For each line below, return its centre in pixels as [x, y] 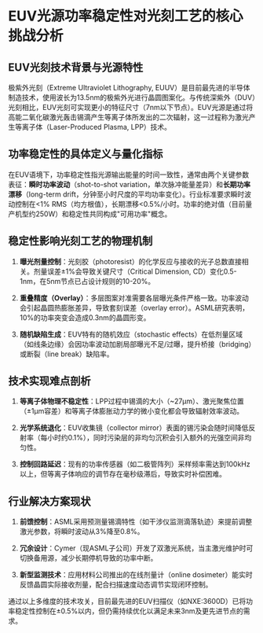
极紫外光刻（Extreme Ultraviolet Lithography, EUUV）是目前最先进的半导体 [129, 88]
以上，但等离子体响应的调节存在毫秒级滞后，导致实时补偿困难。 [122, 474]
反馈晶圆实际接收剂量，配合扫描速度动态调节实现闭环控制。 [116, 585]
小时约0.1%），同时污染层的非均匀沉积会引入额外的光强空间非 [146, 438]
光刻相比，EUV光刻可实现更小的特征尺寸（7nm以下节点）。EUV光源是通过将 [131, 107]
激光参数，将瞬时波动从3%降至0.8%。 [82, 532]
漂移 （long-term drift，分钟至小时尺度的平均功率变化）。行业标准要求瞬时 [126, 194]
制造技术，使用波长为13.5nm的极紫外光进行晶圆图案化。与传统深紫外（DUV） [132, 98]
